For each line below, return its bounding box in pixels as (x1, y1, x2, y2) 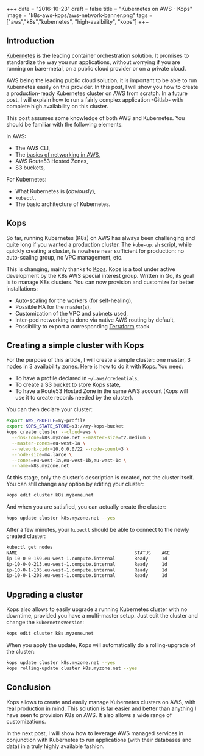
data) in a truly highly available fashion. (6, 743, 105, 750)
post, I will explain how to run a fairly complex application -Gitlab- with (6, 96, 183, 103)
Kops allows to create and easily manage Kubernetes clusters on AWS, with (6, 698, 196, 705)
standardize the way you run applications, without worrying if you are (6, 58, 181, 66)
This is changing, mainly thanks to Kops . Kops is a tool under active (6, 265, 175, 273)
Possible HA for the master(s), (15, 303, 91, 310)
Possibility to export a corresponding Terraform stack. (15, 322, 151, 330)
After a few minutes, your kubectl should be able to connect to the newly (6, 526, 189, 534)
